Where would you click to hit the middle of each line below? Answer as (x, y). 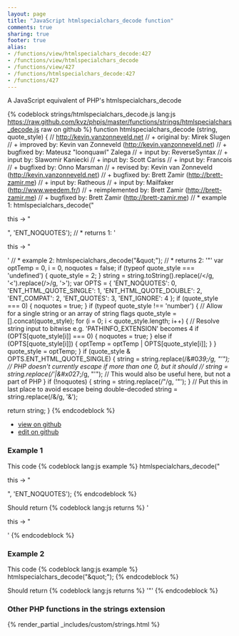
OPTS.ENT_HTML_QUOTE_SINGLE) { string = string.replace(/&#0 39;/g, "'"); (119, 359)
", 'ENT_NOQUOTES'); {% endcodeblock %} (72, 493)
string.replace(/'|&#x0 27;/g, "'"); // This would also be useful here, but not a (119, 374)
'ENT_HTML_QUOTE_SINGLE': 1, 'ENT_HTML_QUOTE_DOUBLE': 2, (105, 291)
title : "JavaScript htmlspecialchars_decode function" (91, 21)
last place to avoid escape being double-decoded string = (93, 389)
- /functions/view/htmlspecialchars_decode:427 (80, 54)
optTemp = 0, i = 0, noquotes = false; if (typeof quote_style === (101, 268)
